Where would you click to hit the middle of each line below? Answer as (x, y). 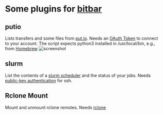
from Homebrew (21, 49)
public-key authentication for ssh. (39, 80)
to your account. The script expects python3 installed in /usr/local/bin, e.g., (80, 43)
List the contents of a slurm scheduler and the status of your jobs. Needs (78, 75)
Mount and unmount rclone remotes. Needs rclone (56, 107)
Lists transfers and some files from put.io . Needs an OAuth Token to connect (81, 38)
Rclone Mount (27, 96)
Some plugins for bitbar (53, 9)
